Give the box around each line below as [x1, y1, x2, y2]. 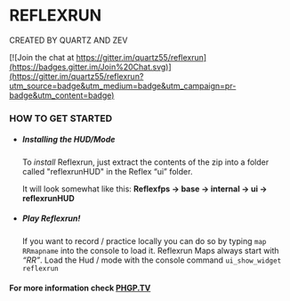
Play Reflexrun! [21, 213, 81, 224]
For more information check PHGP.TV [9, 282, 151, 294]
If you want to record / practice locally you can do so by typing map [21, 235, 267, 246]
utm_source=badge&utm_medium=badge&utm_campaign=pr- [9, 80, 237, 91]
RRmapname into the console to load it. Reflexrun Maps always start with [21, 245, 279, 256]
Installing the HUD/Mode [21, 134, 116, 145]
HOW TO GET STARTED [9, 112, 113, 125]
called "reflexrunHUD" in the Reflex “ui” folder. [21, 166, 193, 176]
